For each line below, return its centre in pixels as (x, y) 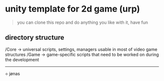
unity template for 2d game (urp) (72, 9)
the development (22, 60)
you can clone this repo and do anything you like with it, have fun (82, 22)
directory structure (35, 38)
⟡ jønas (13, 73)
